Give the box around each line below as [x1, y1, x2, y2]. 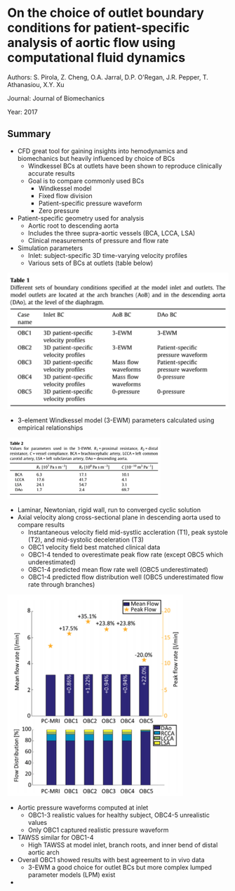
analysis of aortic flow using [7, 35, 176, 51]
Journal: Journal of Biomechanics [7, 93, 105, 103]
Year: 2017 [7, 108, 38, 116]
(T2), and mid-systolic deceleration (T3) [27, 535, 144, 544]
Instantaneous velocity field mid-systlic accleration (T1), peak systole [27, 528, 228, 536]
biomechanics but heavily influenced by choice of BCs [17, 154, 175, 162]
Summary [7, 128, 51, 140]
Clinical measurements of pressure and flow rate [27, 236, 169, 245]
